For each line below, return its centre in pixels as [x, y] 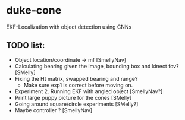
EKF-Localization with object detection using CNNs [69, 27]
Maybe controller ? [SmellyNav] [54, 110]
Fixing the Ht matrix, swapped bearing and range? [76, 78]
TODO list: [26, 45]
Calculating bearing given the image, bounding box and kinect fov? [97, 66]
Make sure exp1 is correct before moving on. [78, 85]
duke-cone [34, 10]
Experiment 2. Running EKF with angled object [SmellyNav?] [89, 91]
